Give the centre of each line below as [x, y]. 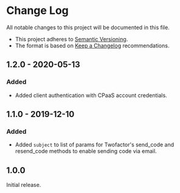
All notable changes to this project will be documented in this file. [88, 27]
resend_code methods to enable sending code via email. [86, 151]
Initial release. [24, 185]
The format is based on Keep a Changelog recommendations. [92, 46]
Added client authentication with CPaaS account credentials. [91, 95]
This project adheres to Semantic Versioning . [71, 39]
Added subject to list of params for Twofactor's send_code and [95, 145]
